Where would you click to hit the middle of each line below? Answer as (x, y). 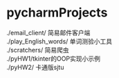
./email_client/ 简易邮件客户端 (48, 32)
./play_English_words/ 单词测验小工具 (59, 41)
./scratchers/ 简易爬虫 (38, 50)
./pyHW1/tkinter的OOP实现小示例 (54, 58)
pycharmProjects (57, 13)
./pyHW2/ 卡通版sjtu (35, 67)
